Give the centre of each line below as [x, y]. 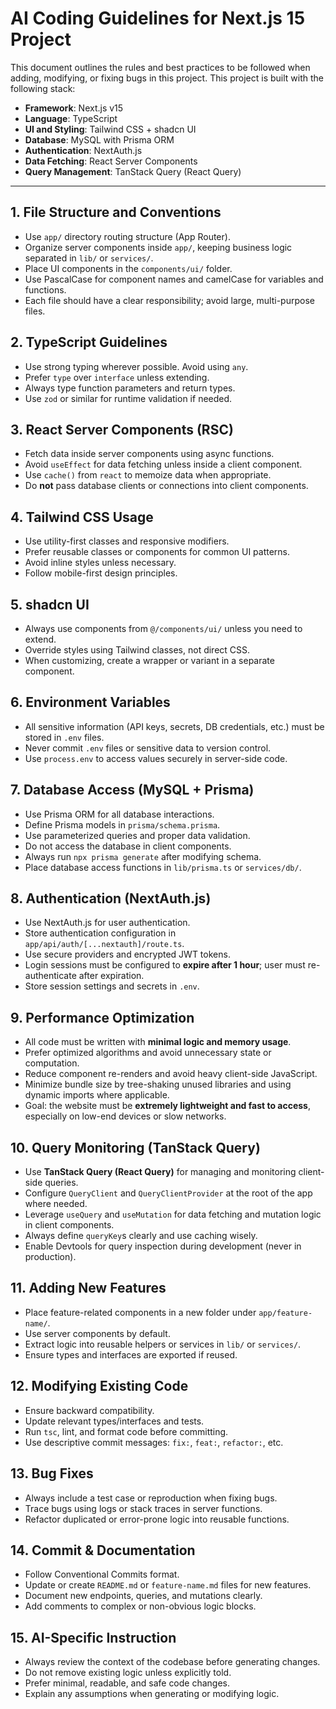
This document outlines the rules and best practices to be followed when [160, 67]
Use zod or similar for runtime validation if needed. [128, 398]
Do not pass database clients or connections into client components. [166, 486]
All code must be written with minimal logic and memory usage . [158, 1042]
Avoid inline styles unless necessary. [100, 563]
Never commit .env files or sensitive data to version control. [148, 748]
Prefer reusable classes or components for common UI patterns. [157, 552]
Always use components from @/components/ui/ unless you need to [163, 628]
